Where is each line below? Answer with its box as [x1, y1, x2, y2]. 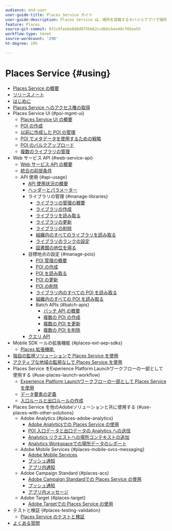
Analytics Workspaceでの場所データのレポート [28, 440, 127, 446]
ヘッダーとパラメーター [28, 187, 78, 193]
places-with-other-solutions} [12, 409, 74, 416]
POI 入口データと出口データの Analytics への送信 [28, 427, 131, 434]
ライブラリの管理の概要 [35, 200, 85, 206]
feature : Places [5, 22, 40, 27]
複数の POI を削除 [43, 327, 81, 333]
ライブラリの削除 [35, 225, 72, 231]
